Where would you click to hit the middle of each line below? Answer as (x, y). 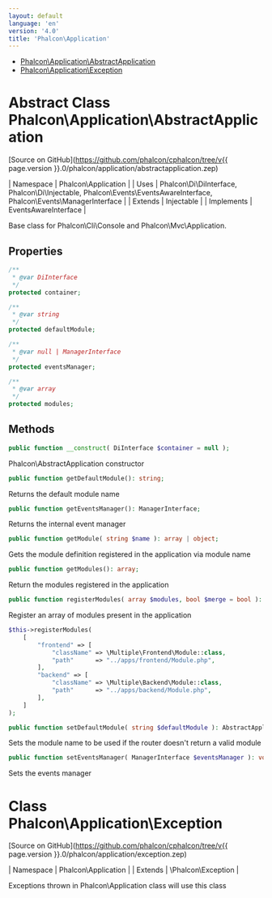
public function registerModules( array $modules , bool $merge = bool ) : (136, 600)
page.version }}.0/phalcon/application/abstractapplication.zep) (113, 169)
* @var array (34, 389)
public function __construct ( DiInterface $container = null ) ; (119, 448)
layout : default (36, 16)
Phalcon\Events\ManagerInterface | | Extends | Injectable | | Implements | (130, 201)
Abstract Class (59, 103)
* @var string (36, 314)
